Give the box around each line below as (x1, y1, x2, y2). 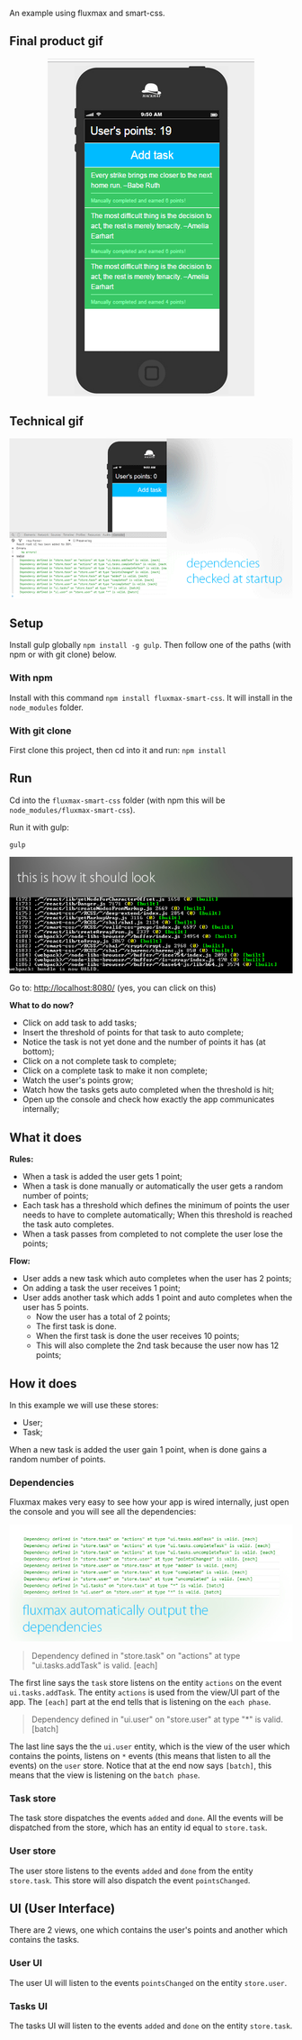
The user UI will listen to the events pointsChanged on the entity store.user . (9, 1977, 288, 1988)
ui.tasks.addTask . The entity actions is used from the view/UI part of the (9, 1687, 280, 1698)
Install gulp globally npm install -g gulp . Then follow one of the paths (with (9, 640, 291, 651)
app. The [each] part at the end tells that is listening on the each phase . (9, 1697, 271, 1708)
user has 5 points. (22, 1302, 90, 1313)
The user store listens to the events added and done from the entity (9, 1865, 253, 1876)
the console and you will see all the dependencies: (9, 1507, 197, 1517)
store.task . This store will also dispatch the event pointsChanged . (9, 1874, 251, 1886)
